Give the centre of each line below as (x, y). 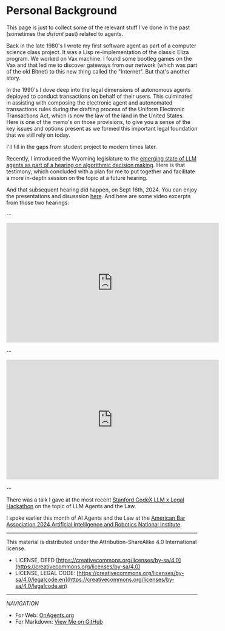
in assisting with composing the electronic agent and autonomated (89, 102)
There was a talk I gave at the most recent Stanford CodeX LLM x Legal (96, 500)
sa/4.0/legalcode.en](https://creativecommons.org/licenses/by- (95, 579)
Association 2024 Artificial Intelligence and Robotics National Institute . (94, 524)
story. (14, 78)
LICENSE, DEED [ (37, 560)
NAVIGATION (23, 603)
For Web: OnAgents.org (45, 615)
